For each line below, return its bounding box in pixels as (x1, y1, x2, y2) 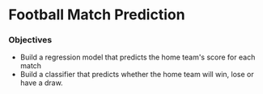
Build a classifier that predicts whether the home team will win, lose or (19, 70, 254, 80)
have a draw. (19, 78, 63, 88)
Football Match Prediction (8, 6, 185, 24)
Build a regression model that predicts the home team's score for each (19, 52, 256, 62)
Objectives (8, 35, 53, 46)
